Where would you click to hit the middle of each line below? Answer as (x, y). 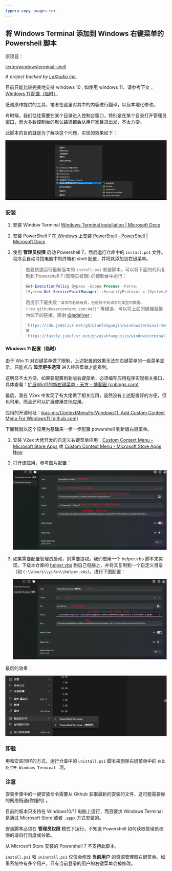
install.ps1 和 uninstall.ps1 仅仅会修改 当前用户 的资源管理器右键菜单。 (83, 857)
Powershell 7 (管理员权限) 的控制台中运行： (81, 276)
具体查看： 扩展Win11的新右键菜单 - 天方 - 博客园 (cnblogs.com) (72, 385)
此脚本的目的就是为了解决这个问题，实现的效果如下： (61, 133)
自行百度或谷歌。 (37, 835)
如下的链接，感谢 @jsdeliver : (61, 315)
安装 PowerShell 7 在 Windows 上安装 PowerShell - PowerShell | (80, 236)
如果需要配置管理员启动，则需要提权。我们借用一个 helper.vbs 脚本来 (85, 559)
